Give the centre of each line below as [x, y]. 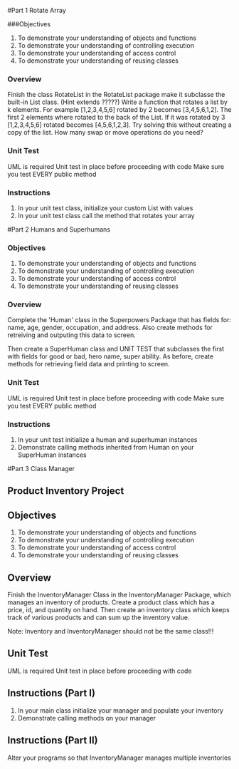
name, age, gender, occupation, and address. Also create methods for [110, 328]
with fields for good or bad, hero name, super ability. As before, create [111, 356]
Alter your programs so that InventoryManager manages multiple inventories [119, 758]
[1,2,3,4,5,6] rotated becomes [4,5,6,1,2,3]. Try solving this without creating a [120, 125]
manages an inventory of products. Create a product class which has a [111, 602]
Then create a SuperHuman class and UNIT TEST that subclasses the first [116, 349]
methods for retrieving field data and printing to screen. [89, 364]
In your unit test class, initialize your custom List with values [105, 208]
